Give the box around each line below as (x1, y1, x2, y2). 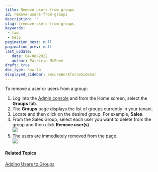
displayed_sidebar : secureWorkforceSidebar (5, 72, 97, 77)
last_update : (5, 49, 32, 54)
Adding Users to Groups (5, 161, 55, 167)
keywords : (5, 26, 26, 31)
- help (7, 35, 21, 40)
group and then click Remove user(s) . (12, 121, 92, 127)
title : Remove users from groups (5, 7, 75, 12)
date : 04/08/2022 (11, 53, 48, 59)
